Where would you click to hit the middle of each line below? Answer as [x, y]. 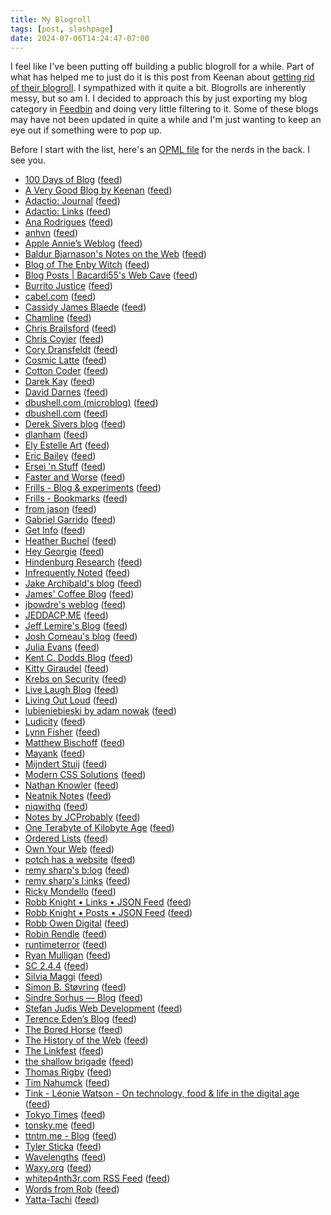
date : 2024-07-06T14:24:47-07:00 [80, 38]
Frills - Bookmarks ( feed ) [76, 498]
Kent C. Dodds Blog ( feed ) [79, 658]
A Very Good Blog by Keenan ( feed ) [98, 190]
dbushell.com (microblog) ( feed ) [91, 403]
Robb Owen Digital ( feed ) [77, 923]
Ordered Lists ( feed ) [66, 838]
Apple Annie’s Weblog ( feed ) [83, 243]
